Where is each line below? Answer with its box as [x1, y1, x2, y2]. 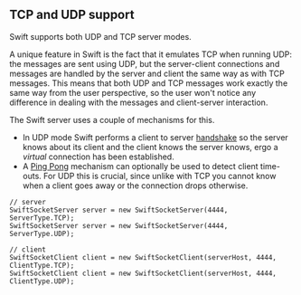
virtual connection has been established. [22, 151, 174, 162]
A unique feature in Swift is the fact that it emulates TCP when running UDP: [9, 49, 292, 60]
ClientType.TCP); [9, 261, 75, 270]
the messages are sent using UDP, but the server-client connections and [9, 58, 280, 69]
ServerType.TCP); [9, 213, 75, 223]
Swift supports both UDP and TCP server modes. [9, 31, 192, 42]
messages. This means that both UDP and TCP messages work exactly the [9, 77, 288, 89]
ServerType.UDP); [9, 229, 75, 238]
